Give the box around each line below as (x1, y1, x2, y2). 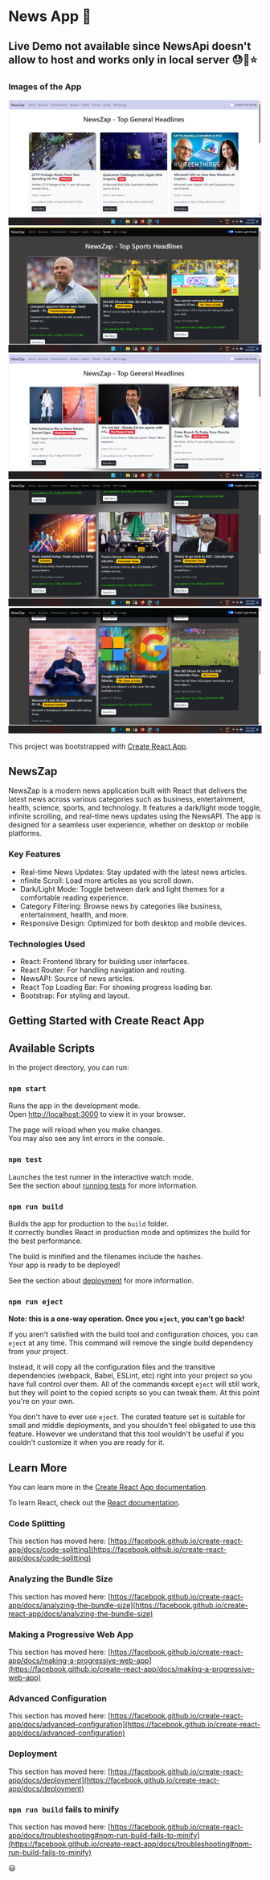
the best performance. (8, 1236, 83, 1246)
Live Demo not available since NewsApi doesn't (8, 39, 252, 53)
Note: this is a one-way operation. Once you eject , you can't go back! (8, 1314, 245, 1324)
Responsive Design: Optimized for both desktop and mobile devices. (19, 918, 247, 928)
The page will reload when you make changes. (8, 1125, 163, 1135)
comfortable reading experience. (19, 893, 129, 902)
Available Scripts (8, 1041, 95, 1055)
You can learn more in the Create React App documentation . (8, 1483, 208, 1492)
